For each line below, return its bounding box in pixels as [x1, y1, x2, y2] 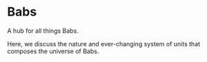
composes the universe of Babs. [7, 47, 99, 55]
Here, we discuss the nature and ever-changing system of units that [7, 40, 201, 48]
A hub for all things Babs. [7, 27, 79, 35]
